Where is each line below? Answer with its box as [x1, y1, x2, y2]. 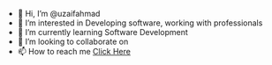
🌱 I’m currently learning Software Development [17, 27, 188, 37]
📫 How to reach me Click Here [17, 47, 131, 56]
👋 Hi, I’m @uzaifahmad [17, 9, 101, 18]
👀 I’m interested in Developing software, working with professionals [17, 18, 263, 28]
